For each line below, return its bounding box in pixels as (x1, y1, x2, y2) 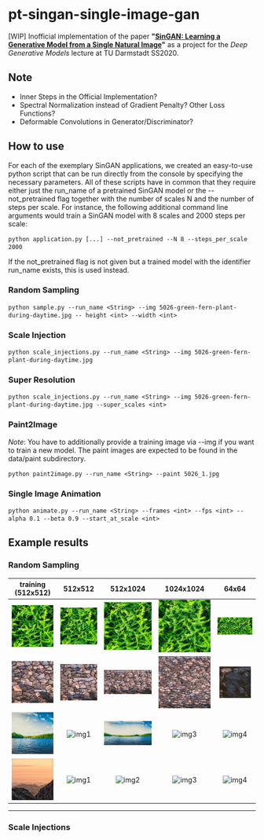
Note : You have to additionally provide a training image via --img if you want (8, 437, 255, 446)
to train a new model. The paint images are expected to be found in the (8, 446, 238, 455)
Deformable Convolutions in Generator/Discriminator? (19, 116, 194, 127)
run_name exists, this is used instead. (8, 265, 130, 274)
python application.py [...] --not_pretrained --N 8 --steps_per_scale (8, 235, 247, 243)
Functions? (19, 108, 56, 118)
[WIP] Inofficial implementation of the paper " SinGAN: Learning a (8, 31, 221, 41)
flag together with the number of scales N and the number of (57, 194, 255, 204)
